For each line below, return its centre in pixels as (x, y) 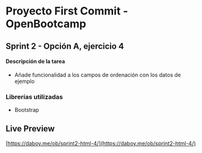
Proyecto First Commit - (67, 11)
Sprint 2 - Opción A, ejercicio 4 (65, 46)
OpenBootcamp (46, 24)
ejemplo (24, 81)
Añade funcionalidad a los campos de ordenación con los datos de (98, 75)
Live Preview (30, 129)
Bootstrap (27, 110)
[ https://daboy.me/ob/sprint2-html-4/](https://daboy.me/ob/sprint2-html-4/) (101, 143)
